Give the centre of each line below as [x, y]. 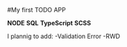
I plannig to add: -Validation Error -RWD [63, 36]
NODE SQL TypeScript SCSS [49, 23]
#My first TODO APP [36, 10]
